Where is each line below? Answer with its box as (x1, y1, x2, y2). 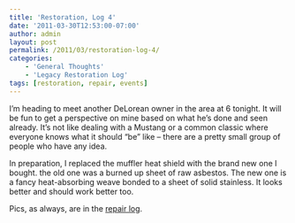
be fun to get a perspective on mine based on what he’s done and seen (9, 112, 268, 123)
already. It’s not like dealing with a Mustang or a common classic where (9, 121, 269, 133)
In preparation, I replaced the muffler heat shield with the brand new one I (9, 158, 277, 168)
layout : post (9, 37, 57, 47)
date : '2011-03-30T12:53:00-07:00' (9, 21, 140, 30)
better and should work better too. (9, 186, 134, 196)
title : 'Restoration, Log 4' (9, 12, 117, 22)
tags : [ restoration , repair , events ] (9, 79, 148, 88)
